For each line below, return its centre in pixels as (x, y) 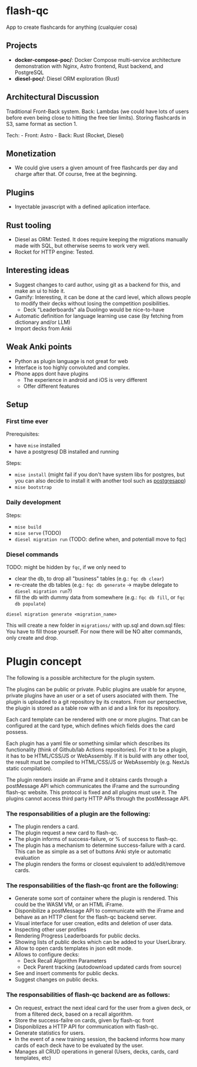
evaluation (27, 858)
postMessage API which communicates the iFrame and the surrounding (93, 786)
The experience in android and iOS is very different (85, 380)
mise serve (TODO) (38, 533)
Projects (22, 46)
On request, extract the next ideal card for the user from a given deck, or (103, 1008)
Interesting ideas (38, 270)
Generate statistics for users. (50, 1033)
